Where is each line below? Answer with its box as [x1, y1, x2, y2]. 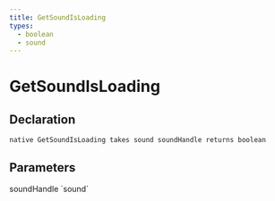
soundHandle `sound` [9, 184, 90, 195]
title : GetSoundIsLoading [9, 13, 106, 22]
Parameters [9, 160, 76, 175]
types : [9, 21, 34, 30]
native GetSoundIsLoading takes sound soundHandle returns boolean [9, 136, 267, 145]
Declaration [9, 112, 76, 127]
